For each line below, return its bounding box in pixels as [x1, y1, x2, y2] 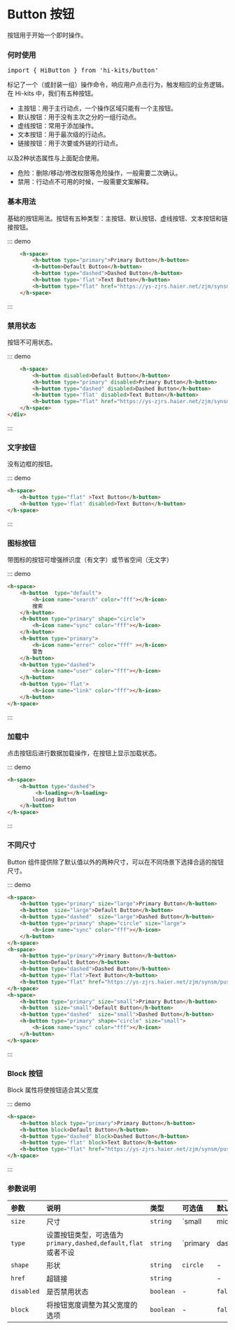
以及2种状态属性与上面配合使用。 [7, 154, 104, 162]
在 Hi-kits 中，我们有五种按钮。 [7, 89, 98, 98]
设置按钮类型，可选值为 [46, 1230, 124, 1240]
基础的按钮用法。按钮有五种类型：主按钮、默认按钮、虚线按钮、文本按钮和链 [7, 214, 228, 223]
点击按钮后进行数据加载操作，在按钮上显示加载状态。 [7, 748, 161, 757]
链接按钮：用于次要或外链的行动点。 [17, 139, 122, 148]
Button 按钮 [7, 6, 75, 22]
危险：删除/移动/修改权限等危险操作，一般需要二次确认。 [17, 169, 182, 177]
